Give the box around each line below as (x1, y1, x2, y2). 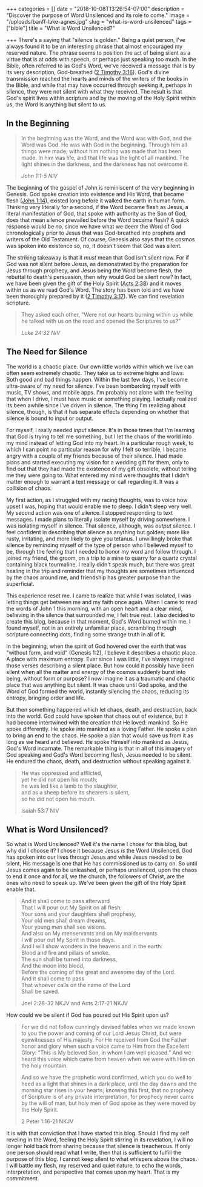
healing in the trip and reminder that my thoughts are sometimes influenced (6, 567, 195, 574)
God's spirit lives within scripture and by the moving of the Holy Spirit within (6, 94, 196, 101)
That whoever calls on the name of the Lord (21, 982, 131, 989)
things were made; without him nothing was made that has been (21, 147, 182, 154)
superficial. (6, 580, 35, 587)
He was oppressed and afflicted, (21, 769, 103, 777)
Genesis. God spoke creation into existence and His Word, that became (6, 190, 185, 198)
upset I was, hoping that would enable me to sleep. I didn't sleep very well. (6, 503, 193, 510)
